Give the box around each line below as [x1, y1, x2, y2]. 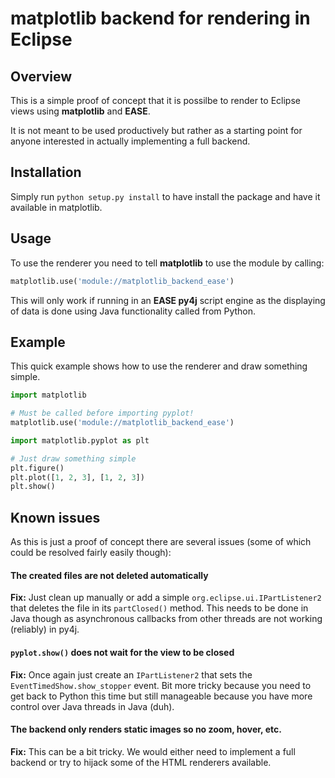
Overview [10, 68, 73, 85]
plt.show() [10, 482, 56, 492]
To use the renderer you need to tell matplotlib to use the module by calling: [10, 257, 325, 269]
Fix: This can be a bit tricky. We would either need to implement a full [10, 745, 296, 757]
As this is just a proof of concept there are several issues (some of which [10, 536, 312, 548]
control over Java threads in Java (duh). [10, 700, 175, 712]
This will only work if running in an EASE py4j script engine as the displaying [10, 294, 326, 306]
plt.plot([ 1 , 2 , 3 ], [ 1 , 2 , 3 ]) [10, 472, 145, 482]
